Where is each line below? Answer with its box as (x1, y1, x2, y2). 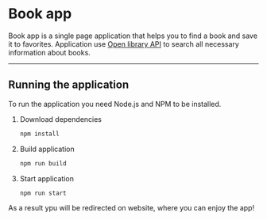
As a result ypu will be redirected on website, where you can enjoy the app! (8, 203, 255, 213)
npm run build (19, 159, 67, 167)
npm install (19, 130, 60, 138)
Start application (19, 173, 74, 183)
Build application (19, 144, 75, 154)
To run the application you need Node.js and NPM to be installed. (8, 99, 222, 108)
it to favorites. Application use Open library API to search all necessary (8, 39, 240, 48)
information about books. (8, 47, 91, 57)
